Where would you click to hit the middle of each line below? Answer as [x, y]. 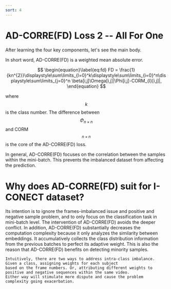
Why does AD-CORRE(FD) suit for [78, 186]
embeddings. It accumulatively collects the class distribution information [82, 239]
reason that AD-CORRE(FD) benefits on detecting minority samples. [77, 249]
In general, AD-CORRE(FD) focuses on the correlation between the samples [85, 154]
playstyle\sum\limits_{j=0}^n [41, 81]
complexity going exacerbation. [40, 282]
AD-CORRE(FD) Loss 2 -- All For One [84, 35]
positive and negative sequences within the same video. [68, 273]
